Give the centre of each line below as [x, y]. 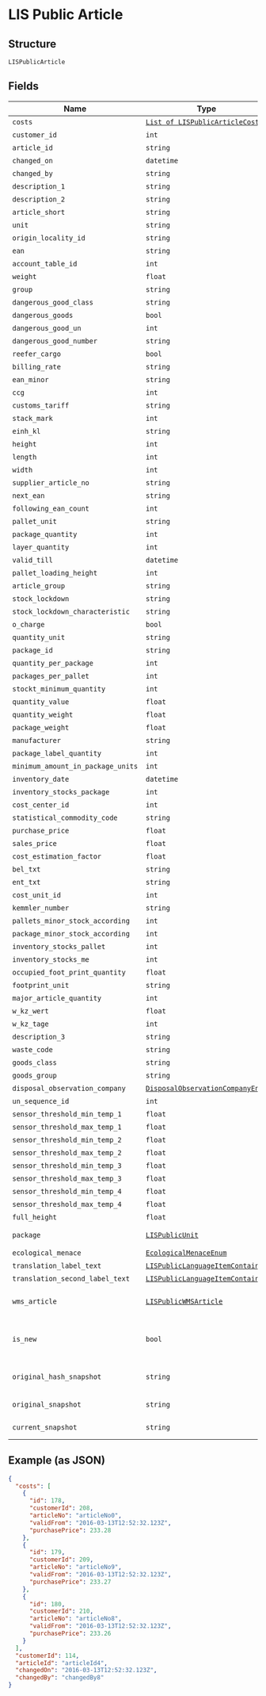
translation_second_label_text [71, 1279]
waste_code [32, 1049]
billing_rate [37, 367]
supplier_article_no [51, 482]
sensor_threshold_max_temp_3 [67, 1178]
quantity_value [41, 702]
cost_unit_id [37, 895]
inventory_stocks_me [51, 959]
